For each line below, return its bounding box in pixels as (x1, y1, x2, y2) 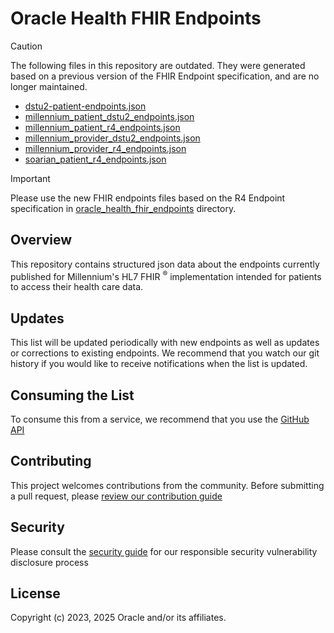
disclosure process (10, 556, 89, 568)
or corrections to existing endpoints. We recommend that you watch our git (10, 347, 320, 359)
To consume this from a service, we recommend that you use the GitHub (10, 413, 310, 426)
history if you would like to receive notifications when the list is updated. (10, 358, 308, 370)
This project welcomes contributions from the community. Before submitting (10, 479, 325, 491)
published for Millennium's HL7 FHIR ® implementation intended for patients (10, 268, 322, 282)
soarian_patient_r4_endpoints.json (24, 153, 167, 165)
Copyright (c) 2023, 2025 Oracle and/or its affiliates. (10, 612, 227, 624)
